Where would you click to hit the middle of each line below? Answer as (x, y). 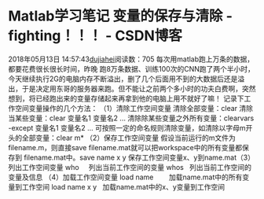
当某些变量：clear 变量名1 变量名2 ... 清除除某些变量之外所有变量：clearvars (131, 118)
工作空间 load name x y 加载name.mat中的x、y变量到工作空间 (123, 186)
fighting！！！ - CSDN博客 (95, 36)
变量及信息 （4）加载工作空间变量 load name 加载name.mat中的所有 (125, 177)
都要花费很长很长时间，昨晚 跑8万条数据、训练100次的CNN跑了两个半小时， (132, 68)
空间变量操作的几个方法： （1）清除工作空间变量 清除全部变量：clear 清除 (134, 108)
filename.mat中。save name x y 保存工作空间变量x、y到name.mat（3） (139, 157)
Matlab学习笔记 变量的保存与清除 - (121, 16)
